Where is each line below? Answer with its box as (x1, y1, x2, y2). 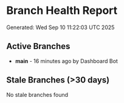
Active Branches (6, 41, 71, 51)
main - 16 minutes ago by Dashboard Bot (15, 57, 119, 64)
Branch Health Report (6, 4, 118, 18)
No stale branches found (6, 91, 69, 98)
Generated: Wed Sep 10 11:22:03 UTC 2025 (6, 24, 115, 31)
